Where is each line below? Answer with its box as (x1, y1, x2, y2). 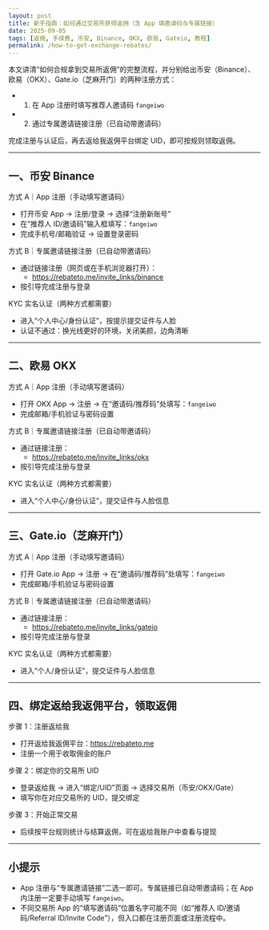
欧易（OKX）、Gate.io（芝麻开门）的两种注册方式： (8, 75, 177, 84)
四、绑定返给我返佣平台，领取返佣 (8, 699, 177, 713)
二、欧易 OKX (8, 359, 77, 373)
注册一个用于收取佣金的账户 (19, 749, 112, 758)
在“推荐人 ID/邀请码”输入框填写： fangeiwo (19, 218, 158, 229)
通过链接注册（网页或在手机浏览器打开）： (19, 262, 158, 273)
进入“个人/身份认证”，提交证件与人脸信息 (19, 665, 156, 675)
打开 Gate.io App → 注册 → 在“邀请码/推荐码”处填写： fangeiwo (19, 569, 226, 579)
